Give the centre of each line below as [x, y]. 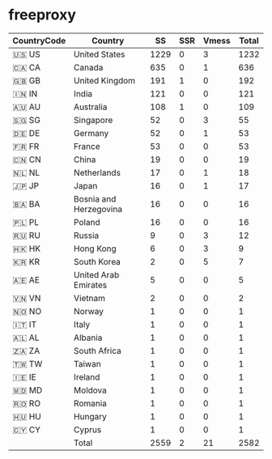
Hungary [90, 416]
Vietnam [90, 298]
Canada [89, 67]
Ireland [87, 376]
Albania [88, 338]
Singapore [93, 120]
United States [100, 54]
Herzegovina [98, 209]
